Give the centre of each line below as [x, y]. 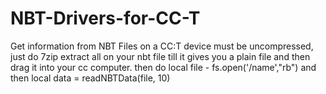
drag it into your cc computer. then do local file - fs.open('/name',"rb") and [163, 67]
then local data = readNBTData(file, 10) [90, 78]
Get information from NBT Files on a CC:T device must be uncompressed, [162, 46]
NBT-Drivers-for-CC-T [105, 18]
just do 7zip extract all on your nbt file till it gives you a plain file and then [160, 56]
